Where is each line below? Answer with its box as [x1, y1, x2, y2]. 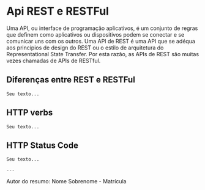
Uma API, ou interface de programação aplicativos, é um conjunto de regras [6, 24, 198, 32]
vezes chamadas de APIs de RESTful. [6, 57, 101, 64]
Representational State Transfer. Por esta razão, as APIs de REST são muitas [6, 50, 199, 57]
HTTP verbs [6, 108, 53, 118]
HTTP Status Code [6, 140, 78, 150]
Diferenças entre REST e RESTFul [6, 75, 136, 85]
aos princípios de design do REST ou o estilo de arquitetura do [6, 44, 164, 51]
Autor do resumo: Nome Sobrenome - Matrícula [6, 178, 127, 185]
